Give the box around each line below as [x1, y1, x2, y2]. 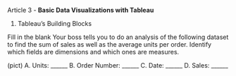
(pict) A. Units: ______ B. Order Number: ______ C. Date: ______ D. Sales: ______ [7, 61, 229, 69]
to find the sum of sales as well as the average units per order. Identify [7, 40, 212, 48]
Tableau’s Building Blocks [17, 20, 92, 27]
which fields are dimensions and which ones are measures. [7, 48, 180, 56]
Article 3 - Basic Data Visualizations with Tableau [7, 6, 154, 14]
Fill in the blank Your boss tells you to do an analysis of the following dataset [7, 33, 229, 41]
